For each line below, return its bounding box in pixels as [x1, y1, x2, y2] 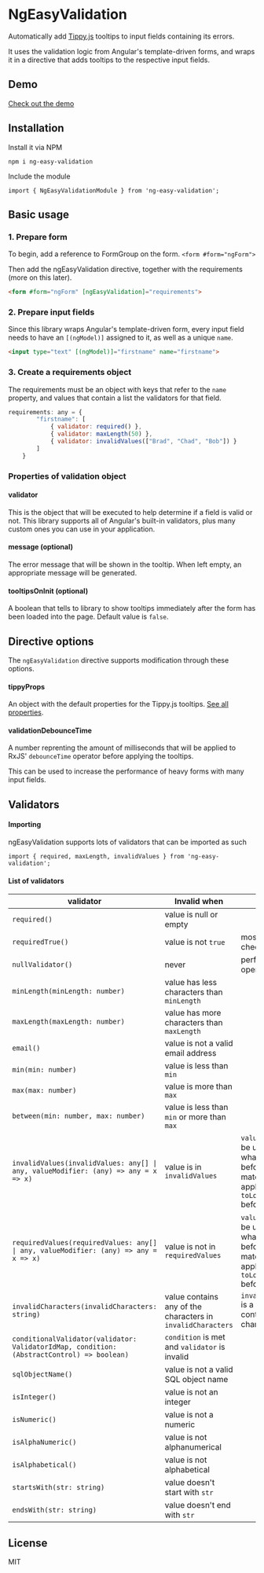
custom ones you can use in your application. [8, 524, 156, 534]
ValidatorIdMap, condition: [12, 1343, 117, 1351]
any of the [164, 1301, 202, 1312]
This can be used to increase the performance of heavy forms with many [8, 766, 245, 776]
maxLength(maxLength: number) [12, 1017, 126, 1027]
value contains [164, 1292, 218, 1303]
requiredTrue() [12, 938, 69, 946]
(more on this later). [8, 273, 72, 282]
